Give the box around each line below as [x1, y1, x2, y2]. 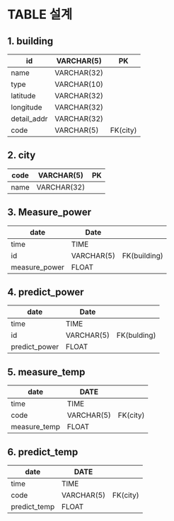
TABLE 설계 [7, 6, 73, 23]
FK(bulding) [116, 330, 156, 340]
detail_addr [11, 114, 48, 124]
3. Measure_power [7, 206, 92, 218]
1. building [7, 35, 54, 47]
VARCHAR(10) [54, 79, 104, 89]
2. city [7, 149, 36, 161]
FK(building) [122, 250, 164, 260]
